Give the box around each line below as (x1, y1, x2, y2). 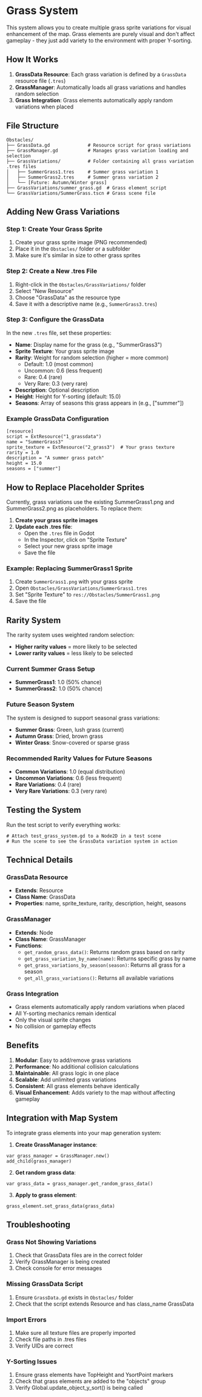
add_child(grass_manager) (6, 1158, 72, 1164)
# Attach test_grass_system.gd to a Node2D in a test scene (6, 833, 162, 839)
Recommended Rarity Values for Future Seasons (6, 754, 153, 762)
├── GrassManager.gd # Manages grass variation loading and (6, 147, 189, 154)
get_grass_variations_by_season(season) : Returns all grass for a (24, 961, 186, 969)
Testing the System (6, 805, 81, 815)
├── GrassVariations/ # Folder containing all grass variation (6, 158, 194, 164)
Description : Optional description (15, 386, 99, 394)
